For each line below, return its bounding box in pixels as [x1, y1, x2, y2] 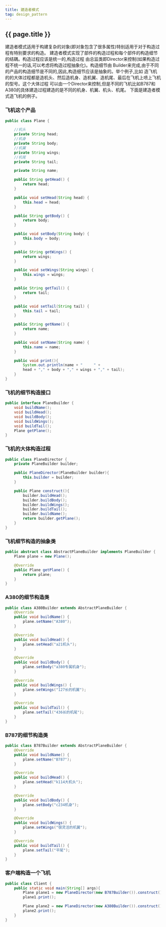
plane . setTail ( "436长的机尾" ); [23, 710, 84, 715]
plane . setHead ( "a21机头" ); [23, 642, 77, 647]
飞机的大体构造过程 [5, 445, 51, 452]
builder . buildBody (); [23, 497, 68, 503]
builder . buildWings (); [23, 502, 70, 507]
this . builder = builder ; [23, 475, 74, 480]
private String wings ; [14, 150, 61, 155]
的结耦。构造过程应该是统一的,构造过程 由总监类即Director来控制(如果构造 [5, 56, 156, 62]
